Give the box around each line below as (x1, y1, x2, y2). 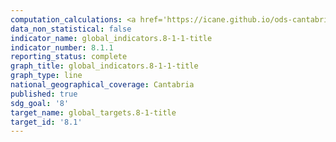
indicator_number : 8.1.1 (10, 42, 114, 53)
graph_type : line (10, 71, 83, 81)
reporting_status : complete (10, 52, 128, 62)
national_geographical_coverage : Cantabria (10, 80, 195, 90)
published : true (10, 89, 78, 99)
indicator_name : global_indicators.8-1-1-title (10, 33, 213, 43)
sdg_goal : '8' (10, 98, 70, 108)
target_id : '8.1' (10, 117, 83, 127)
